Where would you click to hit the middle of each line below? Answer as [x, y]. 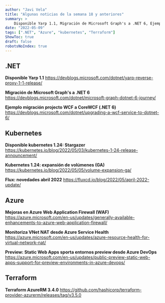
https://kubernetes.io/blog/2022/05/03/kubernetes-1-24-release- [72, 150]
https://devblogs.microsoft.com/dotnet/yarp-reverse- [99, 78]
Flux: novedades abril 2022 [34, 180]
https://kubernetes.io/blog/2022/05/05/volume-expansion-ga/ [68, 170]
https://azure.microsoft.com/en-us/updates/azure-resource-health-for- [77, 237]
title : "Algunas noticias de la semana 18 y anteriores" [65, 14]
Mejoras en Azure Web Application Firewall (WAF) [57, 212]
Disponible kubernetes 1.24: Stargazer [45, 145]
